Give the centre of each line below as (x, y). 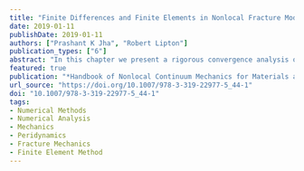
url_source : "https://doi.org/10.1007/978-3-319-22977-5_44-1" (131, 85)
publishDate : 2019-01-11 (56, 34)
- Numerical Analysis (50, 119)
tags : (19, 102)
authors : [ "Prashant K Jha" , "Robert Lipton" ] (99, 43)
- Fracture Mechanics (50, 144)
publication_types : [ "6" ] (58, 52)
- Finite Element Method (56, 152)
